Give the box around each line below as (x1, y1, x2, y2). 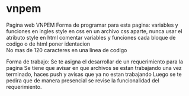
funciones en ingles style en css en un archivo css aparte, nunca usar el (6, 27, 182, 34)
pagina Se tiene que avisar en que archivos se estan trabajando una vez (6, 64, 182, 71)
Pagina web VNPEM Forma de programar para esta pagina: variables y (6, 21, 179, 28)
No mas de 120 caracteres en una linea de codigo (6, 46, 127, 53)
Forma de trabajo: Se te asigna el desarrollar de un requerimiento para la (6, 58, 184, 65)
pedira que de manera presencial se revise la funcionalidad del (6, 76, 160, 84)
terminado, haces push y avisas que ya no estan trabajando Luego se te (6, 71, 182, 78)
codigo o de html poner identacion (6, 40, 91, 47)
